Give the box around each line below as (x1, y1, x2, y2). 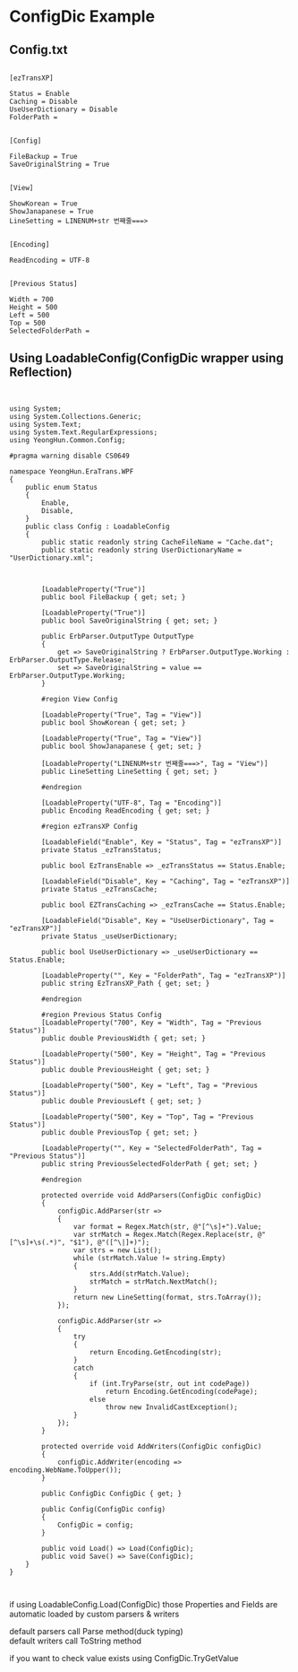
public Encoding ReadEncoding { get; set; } (41, 806, 210, 815)
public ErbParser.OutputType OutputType (41, 631, 194, 640)
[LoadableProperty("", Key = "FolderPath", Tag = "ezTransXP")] (41, 971, 286, 980)
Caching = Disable (9, 97, 78, 106)
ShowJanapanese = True (9, 207, 94, 216)
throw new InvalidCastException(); (105, 1402, 239, 1412)
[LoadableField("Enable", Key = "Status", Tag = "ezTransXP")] (41, 837, 282, 847)
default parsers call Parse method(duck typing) (9, 1625, 183, 1636)
